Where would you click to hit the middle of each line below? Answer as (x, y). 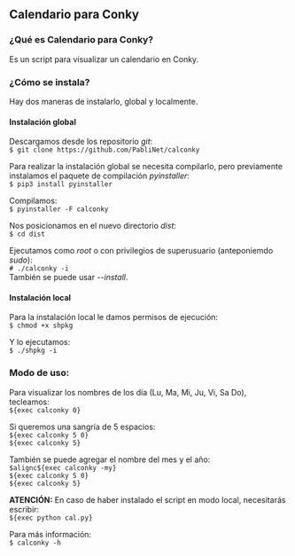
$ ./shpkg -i (33, 351)
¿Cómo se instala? (50, 82)
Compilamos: (33, 201)
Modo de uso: (39, 373)
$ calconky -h (35, 543)
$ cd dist (27, 234)
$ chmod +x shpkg (41, 326)
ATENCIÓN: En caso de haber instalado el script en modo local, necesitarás (147, 499)
